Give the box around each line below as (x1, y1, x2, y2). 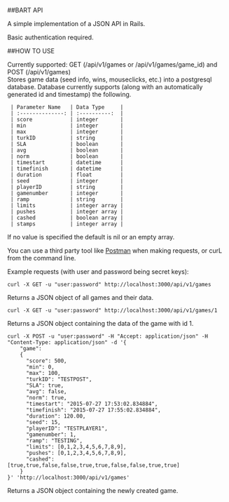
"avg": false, (25, 388, 68, 395)
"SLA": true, (25, 382, 64, 389)
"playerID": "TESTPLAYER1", (25, 425, 109, 432)
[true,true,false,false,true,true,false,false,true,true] (7, 462, 180, 469)
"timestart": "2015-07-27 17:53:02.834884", (25, 400, 158, 407)
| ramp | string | (10, 196, 124, 203)
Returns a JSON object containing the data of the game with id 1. (7, 319, 194, 327)
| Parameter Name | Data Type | (10, 104, 124, 111)
